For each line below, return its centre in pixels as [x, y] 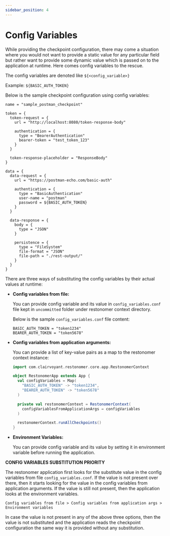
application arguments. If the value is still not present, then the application [82, 489]
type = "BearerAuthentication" [52, 135]
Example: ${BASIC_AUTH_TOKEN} [37, 85]
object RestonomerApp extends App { [51, 376]
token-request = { [29, 118]
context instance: [31, 357]
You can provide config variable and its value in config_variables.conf [87, 304]
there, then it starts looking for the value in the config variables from [77, 483]
